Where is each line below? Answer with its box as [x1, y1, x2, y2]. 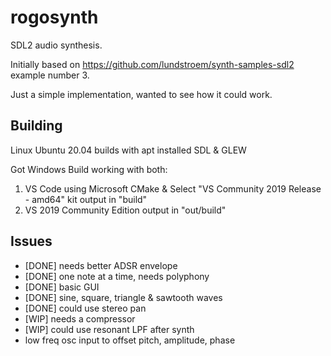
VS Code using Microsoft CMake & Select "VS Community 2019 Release [24, 182, 322, 195]
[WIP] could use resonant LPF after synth [24, 323, 195, 335]
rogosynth [10, 6, 99, 29]
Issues [10, 233, 53, 250]
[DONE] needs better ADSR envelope [24, 259, 178, 271]
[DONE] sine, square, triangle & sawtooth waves [24, 291, 223, 303]
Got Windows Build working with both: [10, 163, 168, 175]
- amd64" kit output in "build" [24, 193, 148, 205]
